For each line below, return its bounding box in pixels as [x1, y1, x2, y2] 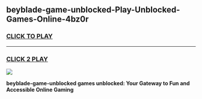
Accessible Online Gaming [6, 86, 74, 93]
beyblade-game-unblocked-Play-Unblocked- [6, 5, 180, 15]
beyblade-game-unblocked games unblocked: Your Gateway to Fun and [6, 79, 191, 86]
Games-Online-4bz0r [6, 14, 89, 25]
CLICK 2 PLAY [6, 55, 48, 63]
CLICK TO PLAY [6, 32, 53, 41]
